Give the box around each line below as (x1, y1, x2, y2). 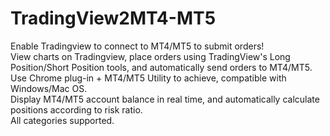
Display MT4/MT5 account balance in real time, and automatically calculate (10, 93, 320, 105)
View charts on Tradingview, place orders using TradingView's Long (10, 50, 291, 62)
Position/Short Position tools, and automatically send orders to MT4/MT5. (10, 61, 313, 73)
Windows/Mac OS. (10, 82, 88, 94)
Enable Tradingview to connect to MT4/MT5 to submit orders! (10, 40, 265, 52)
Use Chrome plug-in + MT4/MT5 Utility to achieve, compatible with (10, 72, 287, 84)
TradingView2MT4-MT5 (10, 7, 217, 30)
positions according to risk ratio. (10, 103, 143, 116)
